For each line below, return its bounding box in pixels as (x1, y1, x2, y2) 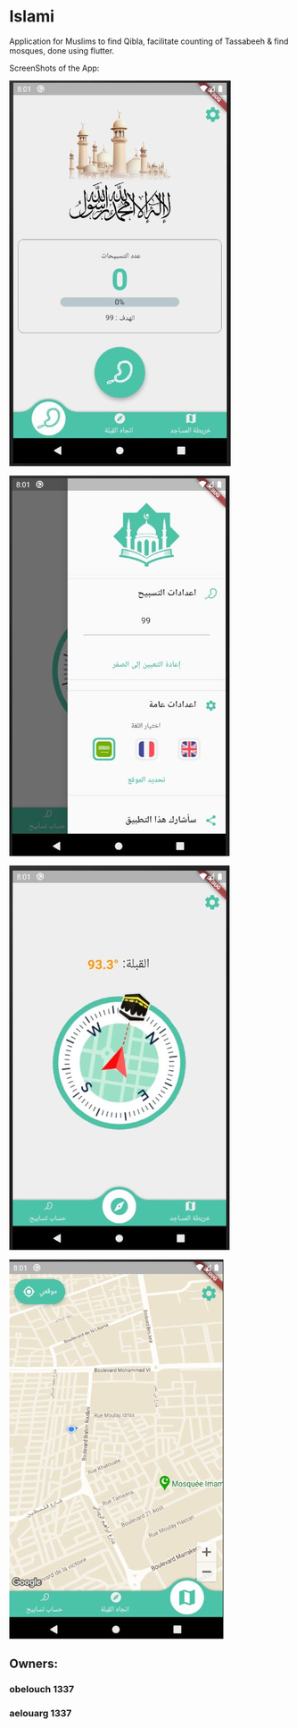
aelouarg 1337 (9, 1707, 72, 1720)
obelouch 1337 (9, 1683, 75, 1696)
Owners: (9, 1656, 58, 1672)
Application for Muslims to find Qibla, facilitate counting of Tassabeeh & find (9, 36, 289, 46)
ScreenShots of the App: (9, 63, 100, 73)
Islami (9, 6, 55, 27)
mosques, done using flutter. (9, 45, 115, 55)
